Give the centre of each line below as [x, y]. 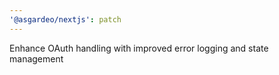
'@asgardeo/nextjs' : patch [65, 19]
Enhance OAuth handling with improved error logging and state [139, 48]
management [36, 58]
